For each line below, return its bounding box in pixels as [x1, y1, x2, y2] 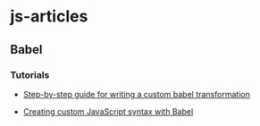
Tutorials [10, 69, 50, 81]
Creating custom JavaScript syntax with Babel [22, 105, 194, 117]
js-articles [10, 6, 88, 27]
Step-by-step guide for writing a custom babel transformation [22, 88, 251, 99]
